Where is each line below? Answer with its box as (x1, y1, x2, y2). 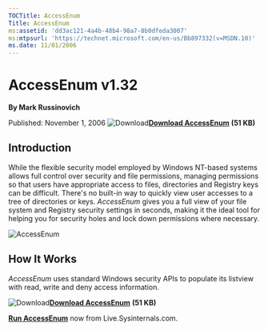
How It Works (8, 252, 78, 266)
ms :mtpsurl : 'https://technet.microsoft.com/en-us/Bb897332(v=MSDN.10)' (8, 34, 256, 42)
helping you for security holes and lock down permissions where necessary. (8, 213, 260, 223)
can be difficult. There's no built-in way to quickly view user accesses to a (8, 188, 254, 197)
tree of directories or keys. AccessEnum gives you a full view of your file (8, 196, 247, 206)
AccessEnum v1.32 (8, 76, 138, 95)
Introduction (8, 141, 72, 155)
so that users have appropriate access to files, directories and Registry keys (8, 180, 258, 189)
